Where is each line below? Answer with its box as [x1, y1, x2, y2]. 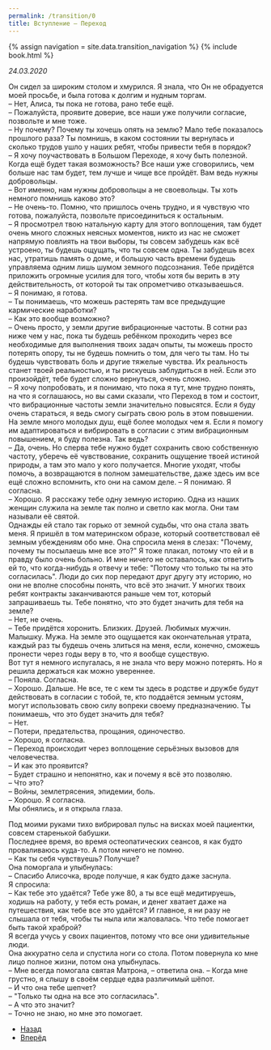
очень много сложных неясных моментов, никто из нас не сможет [8, 227, 240, 237]
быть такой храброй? [8, 922, 83, 932]
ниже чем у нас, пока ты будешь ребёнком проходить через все [8, 331, 233, 341]
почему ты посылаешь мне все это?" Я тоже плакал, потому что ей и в [8, 545, 254, 555]
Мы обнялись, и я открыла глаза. [8, 803, 123, 813]
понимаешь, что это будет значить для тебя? [8, 709, 164, 718]
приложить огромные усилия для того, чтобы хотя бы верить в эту [8, 270, 240, 280]
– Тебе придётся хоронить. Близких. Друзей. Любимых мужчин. [8, 623, 231, 633]
